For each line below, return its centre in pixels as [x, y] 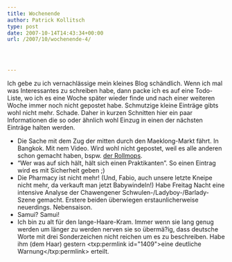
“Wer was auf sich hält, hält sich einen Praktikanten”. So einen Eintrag [116, 163]
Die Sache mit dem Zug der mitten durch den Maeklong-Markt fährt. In [118, 141]
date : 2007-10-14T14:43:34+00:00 [55, 33]
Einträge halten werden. [41, 128]
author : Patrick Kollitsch [46, 20]
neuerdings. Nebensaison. [55, 207]
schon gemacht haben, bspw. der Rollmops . [80, 156]
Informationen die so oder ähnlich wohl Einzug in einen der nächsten [105, 120]
